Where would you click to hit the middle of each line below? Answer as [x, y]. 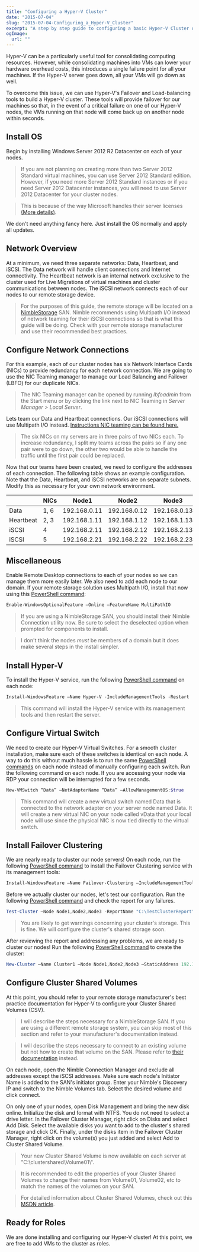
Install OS [24, 137]
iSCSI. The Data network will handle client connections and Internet [88, 269]
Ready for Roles [36, 1223]
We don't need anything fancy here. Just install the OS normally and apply [97, 223]
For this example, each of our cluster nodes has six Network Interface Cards [99, 364]
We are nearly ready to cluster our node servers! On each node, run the [93, 860]
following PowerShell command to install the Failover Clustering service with [99, 866]
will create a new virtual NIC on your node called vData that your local [106, 814]
